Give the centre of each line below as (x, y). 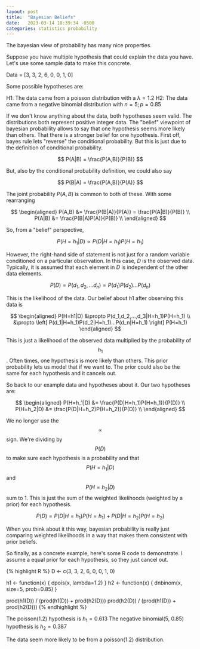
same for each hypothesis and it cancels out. (61, 373)
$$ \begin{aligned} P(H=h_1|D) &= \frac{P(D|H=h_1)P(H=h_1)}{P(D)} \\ (100, 402)
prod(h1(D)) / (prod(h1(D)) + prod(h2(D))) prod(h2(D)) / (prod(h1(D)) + (91, 601)
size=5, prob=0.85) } (32, 589)
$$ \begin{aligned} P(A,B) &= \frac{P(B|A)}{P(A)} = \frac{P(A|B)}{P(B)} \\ (100, 212)
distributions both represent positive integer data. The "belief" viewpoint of (99, 123)
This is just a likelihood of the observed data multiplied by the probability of (99, 340)
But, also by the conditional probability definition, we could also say (89, 171)
